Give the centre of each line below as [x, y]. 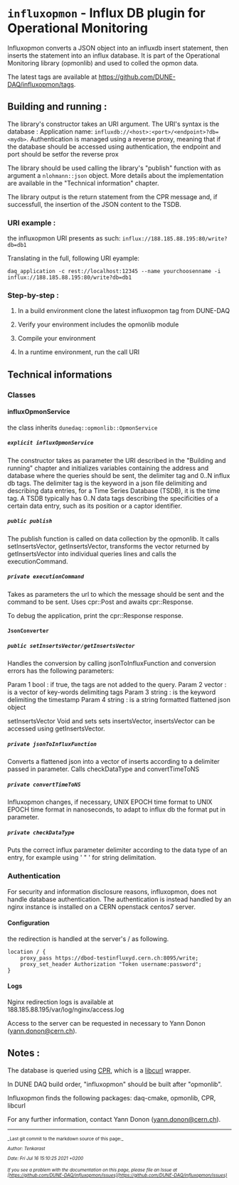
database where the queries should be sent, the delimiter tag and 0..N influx [119, 475]
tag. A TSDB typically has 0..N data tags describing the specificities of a [113, 498]
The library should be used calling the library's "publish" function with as [114, 168]
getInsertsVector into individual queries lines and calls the [92, 553]
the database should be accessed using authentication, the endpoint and [115, 147]
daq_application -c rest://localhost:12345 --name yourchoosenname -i [114, 272]
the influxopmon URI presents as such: [64, 238]
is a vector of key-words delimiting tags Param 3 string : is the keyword [112, 692]
